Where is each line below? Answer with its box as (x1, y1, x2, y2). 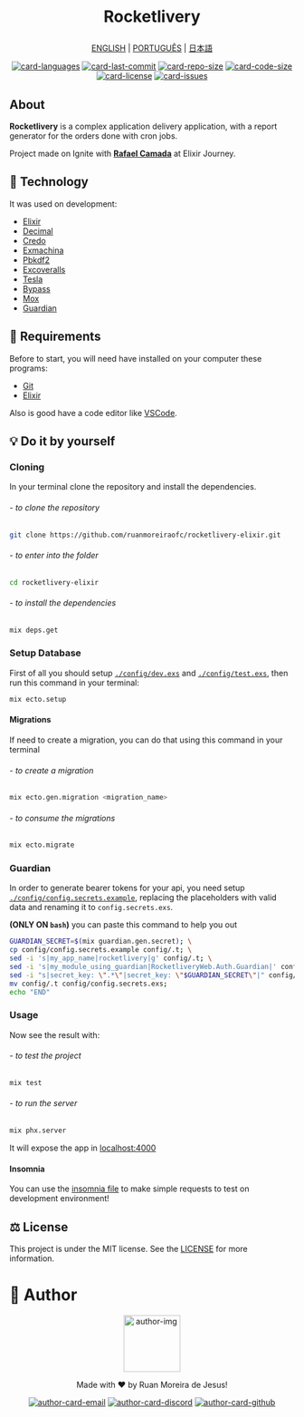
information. (9, 1253, 55, 1264)
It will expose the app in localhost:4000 (9, 1142, 157, 1153)
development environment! (9, 1193, 110, 1204)
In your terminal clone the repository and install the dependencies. (9, 481, 257, 492)
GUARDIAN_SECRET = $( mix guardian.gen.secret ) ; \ (9, 937, 193, 946)
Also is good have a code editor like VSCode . (9, 407, 178, 418)
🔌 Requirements (9, 329, 101, 345)
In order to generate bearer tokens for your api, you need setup (9, 882, 246, 894)
